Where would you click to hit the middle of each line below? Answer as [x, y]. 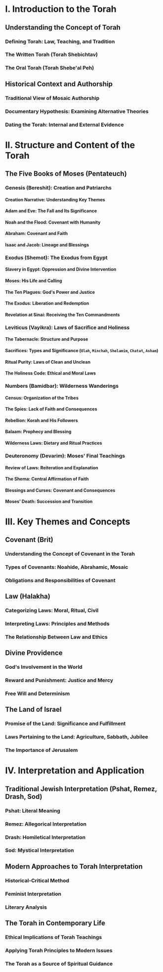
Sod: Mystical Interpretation [40, 850]
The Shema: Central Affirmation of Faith [47, 479]
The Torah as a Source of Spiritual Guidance [59, 964]
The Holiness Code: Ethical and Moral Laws [51, 373]
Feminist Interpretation [33, 894]
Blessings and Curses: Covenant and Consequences [60, 490]
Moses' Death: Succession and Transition [49, 502]
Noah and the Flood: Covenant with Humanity [53, 222]
